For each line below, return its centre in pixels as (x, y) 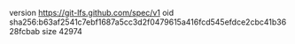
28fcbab (25, 31)
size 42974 (62, 31)
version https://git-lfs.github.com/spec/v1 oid (92, 13)
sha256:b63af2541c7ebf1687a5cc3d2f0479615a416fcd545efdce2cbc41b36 (148, 22)
